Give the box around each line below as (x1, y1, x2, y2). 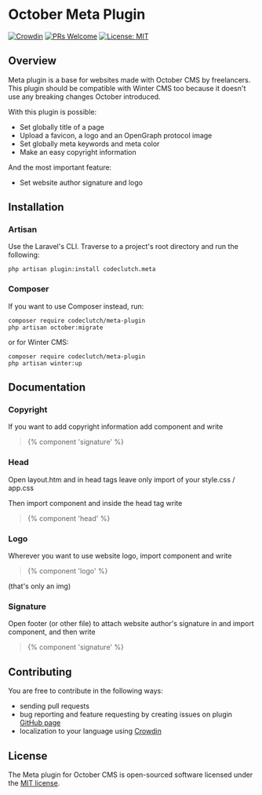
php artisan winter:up (8, 359, 82, 367)
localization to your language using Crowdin (19, 727, 162, 736)
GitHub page (19, 718, 61, 727)
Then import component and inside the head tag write (8, 498, 183, 507)
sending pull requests (19, 702, 90, 711)
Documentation (8, 381, 86, 394)
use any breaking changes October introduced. (8, 92, 161, 101)
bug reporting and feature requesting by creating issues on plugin (19, 709, 233, 720)
